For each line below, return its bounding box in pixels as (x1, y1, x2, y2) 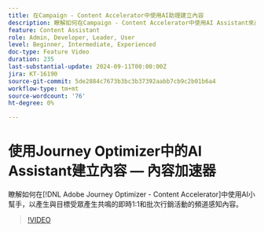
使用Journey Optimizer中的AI (8, 142, 203, 160)
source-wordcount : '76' (8, 92, 86, 100)
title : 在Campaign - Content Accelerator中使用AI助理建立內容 (8, 11, 204, 20)
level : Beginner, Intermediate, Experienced (8, 41, 156, 49)
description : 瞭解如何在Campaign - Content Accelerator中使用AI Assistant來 (8, 19, 255, 27)
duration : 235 (8, 56, 55, 64)
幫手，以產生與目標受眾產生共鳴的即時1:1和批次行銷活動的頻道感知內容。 (8, 200, 244, 209)
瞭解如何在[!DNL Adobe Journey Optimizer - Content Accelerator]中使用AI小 (8, 190, 255, 199)
